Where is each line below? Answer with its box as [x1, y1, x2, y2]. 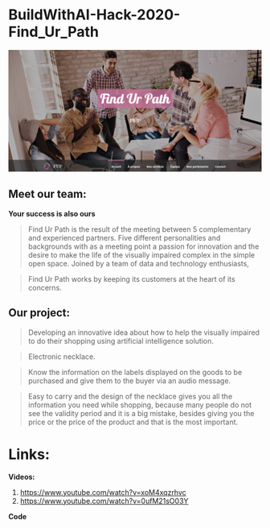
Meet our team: [8, 188, 87, 201]
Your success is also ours [8, 208, 96, 218]
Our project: [8, 306, 71, 320]
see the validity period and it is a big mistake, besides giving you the [27, 408, 255, 418]
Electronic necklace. [27, 352, 96, 361]
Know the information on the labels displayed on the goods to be [27, 367, 243, 377]
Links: [8, 445, 51, 464]
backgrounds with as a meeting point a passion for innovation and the [27, 241, 260, 251]
